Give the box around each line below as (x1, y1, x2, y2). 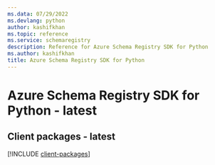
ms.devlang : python (7, 17, 65, 24)
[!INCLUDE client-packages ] (7, 149, 90, 158)
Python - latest (7, 102, 98, 118)
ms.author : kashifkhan (7, 50, 75, 58)
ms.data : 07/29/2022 (7, 10, 69, 18)
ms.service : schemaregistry (7, 37, 91, 44)
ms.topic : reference (7, 30, 69, 38)
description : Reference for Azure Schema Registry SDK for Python (7, 43, 209, 50)
